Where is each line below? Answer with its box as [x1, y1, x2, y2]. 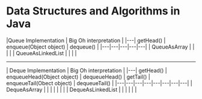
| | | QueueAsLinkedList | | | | [6, 49, 77, 56]
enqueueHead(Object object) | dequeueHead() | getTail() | [6, 73, 150, 80]
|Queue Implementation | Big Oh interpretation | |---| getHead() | [6, 37, 166, 44]
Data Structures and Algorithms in [6, 4, 180, 18]
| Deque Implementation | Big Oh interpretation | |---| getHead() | [6, 67, 167, 74]
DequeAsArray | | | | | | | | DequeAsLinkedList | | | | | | [6, 86, 137, 93]
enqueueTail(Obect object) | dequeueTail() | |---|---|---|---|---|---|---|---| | [6, 79, 192, 86]
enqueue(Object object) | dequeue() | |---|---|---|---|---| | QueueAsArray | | [6, 43, 195, 50]
